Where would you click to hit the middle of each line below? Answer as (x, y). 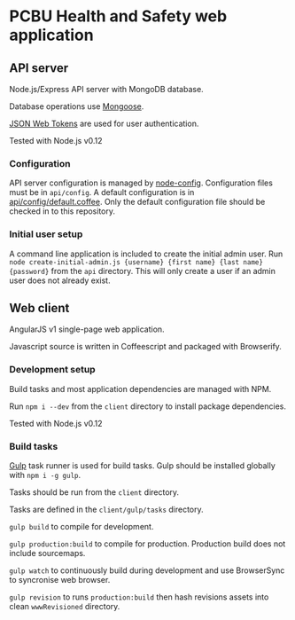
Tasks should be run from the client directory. (94, 492)
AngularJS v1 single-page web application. (87, 329)
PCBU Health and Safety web (118, 16)
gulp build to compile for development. (82, 526)
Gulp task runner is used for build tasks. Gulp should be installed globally (143, 466)
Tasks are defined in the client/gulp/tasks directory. (106, 509)
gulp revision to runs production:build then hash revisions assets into (139, 597)
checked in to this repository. (62, 211)
